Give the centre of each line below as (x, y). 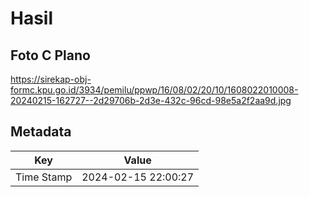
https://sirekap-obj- (51, 79)
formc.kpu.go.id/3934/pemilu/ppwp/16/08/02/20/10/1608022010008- (154, 90)
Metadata (41, 132)
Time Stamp (44, 177)
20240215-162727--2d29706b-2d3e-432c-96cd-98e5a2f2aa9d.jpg (151, 100)
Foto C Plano (50, 55)
